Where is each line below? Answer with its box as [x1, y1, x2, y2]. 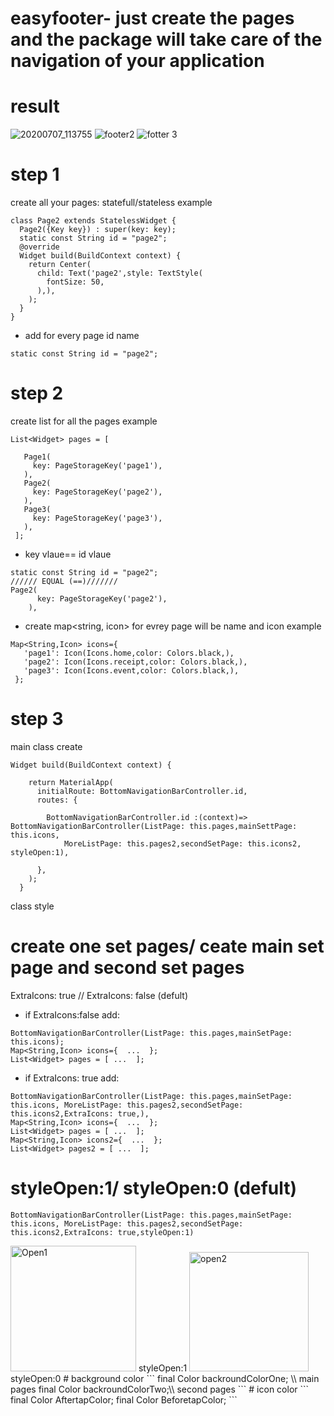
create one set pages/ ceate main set [10, 935, 325, 958]
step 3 [10, 708, 64, 731]
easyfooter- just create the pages [10, 7, 295, 30]
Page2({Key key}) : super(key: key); [19, 225, 177, 235]
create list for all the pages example [10, 415, 158, 427]
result [10, 95, 60, 118]
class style [10, 900, 55, 912]
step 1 [10, 163, 60, 186]
